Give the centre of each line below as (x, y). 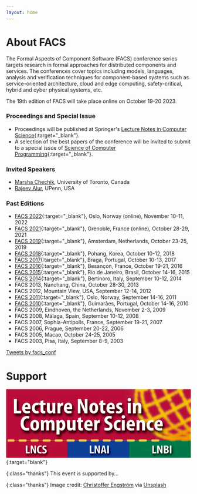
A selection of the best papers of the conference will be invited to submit (103, 142)
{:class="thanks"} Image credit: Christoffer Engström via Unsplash (86, 485)
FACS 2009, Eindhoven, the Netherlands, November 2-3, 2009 (90, 310)
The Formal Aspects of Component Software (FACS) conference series (92, 58)
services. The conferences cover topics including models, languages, (90, 71)
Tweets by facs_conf (31, 352)
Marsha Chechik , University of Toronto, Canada (72, 182)
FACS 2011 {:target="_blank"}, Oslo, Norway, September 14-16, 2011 (96, 297)
